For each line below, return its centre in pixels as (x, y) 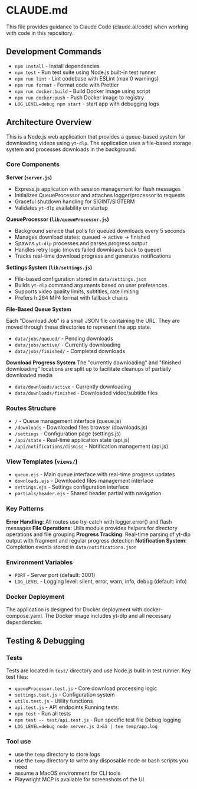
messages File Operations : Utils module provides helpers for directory (92, 528)
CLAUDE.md (37, 10)
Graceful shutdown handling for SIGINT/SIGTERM (75, 201)
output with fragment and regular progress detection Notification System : (96, 540)
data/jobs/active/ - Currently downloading (68, 345)
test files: (17, 677)
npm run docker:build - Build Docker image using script (82, 91)
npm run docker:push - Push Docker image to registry (79, 97)
